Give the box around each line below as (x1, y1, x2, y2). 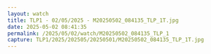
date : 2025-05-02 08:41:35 (7, 23, 87, 30)
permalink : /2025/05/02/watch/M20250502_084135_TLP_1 (7, 29, 170, 37)
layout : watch (7, 10, 50, 18)
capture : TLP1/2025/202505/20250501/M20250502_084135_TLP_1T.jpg (7, 36, 204, 43)
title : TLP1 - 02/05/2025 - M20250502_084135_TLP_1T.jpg (7, 17, 179, 24)
